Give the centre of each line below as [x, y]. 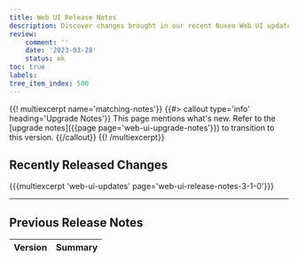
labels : [24, 75]
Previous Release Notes [76, 222]
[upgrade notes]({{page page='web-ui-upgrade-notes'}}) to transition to [142, 127]
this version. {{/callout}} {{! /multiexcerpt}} [87, 137]
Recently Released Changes [89, 165]
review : [24, 34]
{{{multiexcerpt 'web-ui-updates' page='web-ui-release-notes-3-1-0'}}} [142, 187]
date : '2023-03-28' [61, 51]
